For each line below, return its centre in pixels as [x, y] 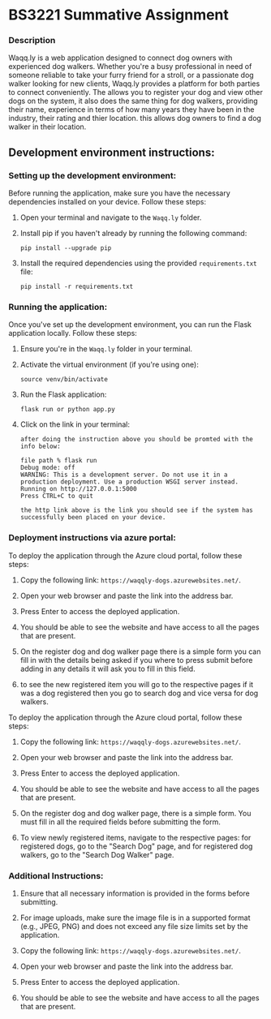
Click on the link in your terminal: [75, 424]
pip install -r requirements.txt [77, 287]
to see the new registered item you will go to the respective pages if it [137, 684]
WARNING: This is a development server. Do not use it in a [124, 475]
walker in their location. [47, 127]
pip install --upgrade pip [66, 248]
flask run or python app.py [67, 410]
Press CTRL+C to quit [56, 497]
